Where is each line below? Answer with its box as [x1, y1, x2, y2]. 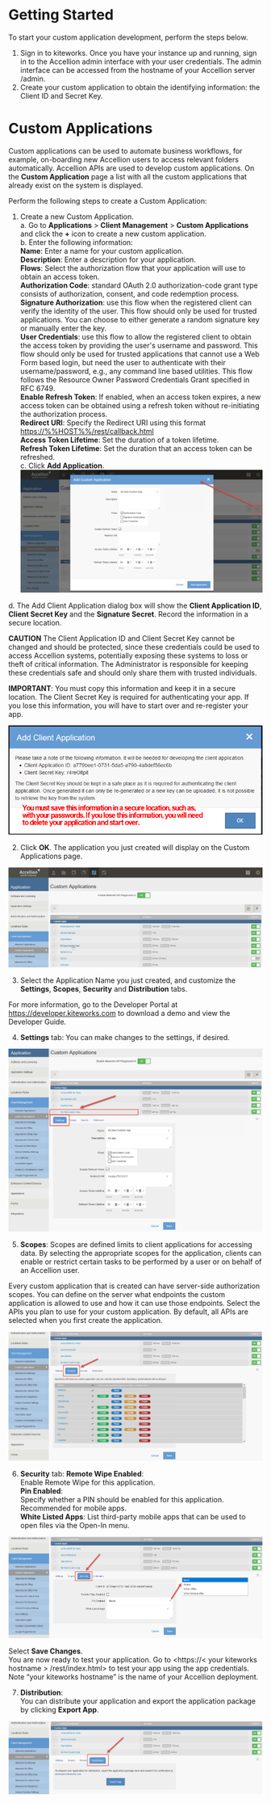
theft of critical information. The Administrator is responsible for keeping [8, 659, 248, 668]
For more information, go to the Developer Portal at [8, 1000, 178, 1009]
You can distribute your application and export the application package [19, 1696, 256, 1706]
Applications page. [19, 851, 83, 861]
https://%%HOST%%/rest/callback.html [19, 426, 155, 436]
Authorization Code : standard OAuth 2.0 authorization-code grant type [19, 280, 258, 290]
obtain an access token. [19, 272, 100, 281]
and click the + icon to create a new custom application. [19, 229, 207, 238]
